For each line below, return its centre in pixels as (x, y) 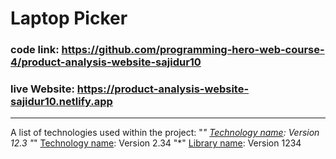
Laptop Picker (69, 18)
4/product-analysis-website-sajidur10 (106, 62)
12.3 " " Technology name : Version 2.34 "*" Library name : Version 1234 (156, 143)
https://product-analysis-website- (163, 89)
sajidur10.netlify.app (61, 102)
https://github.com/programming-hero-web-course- (193, 50)
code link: (35, 50)
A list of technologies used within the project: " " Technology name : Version (165, 133)
